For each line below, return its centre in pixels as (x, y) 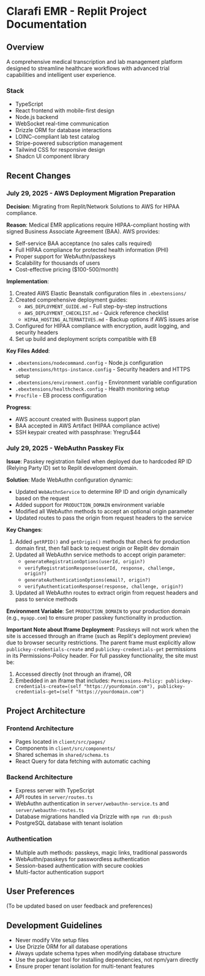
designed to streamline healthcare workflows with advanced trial (88, 68)
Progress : (19, 407)
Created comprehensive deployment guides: (71, 300)
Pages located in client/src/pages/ (60, 741)
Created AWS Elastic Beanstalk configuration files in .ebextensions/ (101, 293)
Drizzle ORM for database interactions (63, 130)
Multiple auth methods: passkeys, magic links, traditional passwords (101, 853)
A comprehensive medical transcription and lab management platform (94, 62)
